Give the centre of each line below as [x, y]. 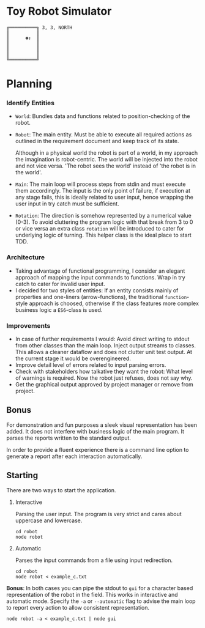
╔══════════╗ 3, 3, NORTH [39, 28]
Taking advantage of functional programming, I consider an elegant [100, 271]
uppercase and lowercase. [49, 520]
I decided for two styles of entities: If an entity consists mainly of [97, 290]
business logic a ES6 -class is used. [59, 309]
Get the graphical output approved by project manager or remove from [104, 385]
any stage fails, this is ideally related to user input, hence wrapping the [104, 198]
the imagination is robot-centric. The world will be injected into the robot [106, 160]
